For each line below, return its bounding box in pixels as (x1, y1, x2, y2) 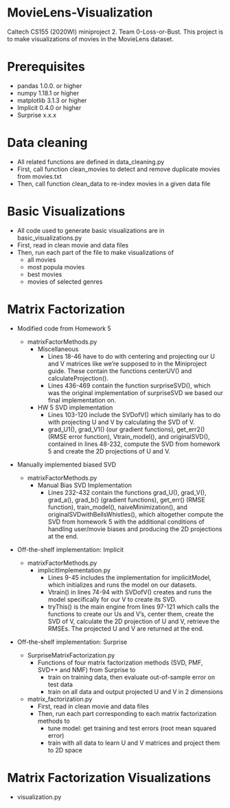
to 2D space (47, 745, 82, 754)
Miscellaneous (37, 345, 79, 353)
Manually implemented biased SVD (16, 460, 117, 469)
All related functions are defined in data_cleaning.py (16, 157, 165, 166)
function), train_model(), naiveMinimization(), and (47, 503, 187, 511)
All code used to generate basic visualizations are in (16, 226, 165, 234)
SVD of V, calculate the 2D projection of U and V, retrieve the (47, 617, 220, 625)
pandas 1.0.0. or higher (16, 81, 82, 90)
